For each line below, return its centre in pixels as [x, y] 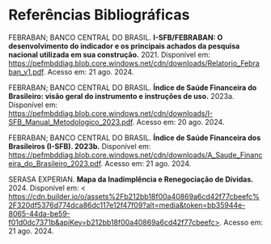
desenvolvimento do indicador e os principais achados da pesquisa [124, 45]
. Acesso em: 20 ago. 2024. [178, 122]
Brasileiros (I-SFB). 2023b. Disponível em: [80, 146]
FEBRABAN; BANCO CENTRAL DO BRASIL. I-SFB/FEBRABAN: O [116, 37]
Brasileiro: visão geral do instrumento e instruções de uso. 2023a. [121, 96]
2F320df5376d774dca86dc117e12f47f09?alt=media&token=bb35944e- [127, 205]
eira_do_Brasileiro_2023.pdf [55, 163]
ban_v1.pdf [26, 71]
